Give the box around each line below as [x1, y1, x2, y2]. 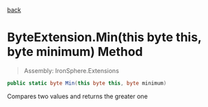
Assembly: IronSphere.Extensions [23, 66, 120, 74]
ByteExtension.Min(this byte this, [7, 30, 202, 45]
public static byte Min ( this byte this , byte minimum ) [7, 80, 167, 87]
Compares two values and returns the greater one [7, 92, 148, 100]
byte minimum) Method [7, 44, 143, 60]
